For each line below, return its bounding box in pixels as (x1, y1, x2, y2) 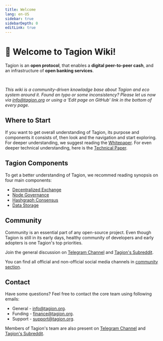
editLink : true (5, 25, 36, 30)
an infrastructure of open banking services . (5, 68, 94, 74)
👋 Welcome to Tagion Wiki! (5, 46, 116, 58)
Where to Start (5, 116, 51, 125)
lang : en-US (5, 12, 29, 17)
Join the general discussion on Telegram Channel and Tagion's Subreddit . (5, 249, 154, 255)
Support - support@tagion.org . (12, 316, 75, 322)
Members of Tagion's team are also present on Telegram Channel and (5, 325, 146, 331)
